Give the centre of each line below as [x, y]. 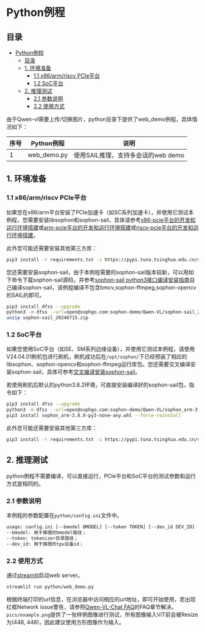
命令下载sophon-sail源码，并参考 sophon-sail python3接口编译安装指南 [101, 280]
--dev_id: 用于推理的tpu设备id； [45, 544]
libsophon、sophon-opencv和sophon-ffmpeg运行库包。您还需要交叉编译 [99, 365]
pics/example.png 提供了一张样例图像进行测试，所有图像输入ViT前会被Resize [102, 614]
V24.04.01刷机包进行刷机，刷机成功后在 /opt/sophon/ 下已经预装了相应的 [97, 357]
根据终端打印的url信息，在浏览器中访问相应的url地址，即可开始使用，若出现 [101, 599]
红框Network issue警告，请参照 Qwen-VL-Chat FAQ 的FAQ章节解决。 [92, 607]
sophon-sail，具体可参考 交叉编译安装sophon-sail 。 [76, 372]
